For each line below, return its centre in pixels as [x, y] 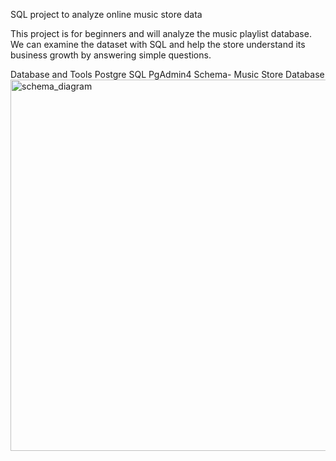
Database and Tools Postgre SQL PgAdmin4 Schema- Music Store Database [167, 74]
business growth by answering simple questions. [111, 55]
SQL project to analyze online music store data [106, 14]
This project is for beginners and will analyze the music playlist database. [161, 33]
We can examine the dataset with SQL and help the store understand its [158, 44]
